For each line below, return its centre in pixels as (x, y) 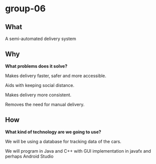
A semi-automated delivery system (41, 39)
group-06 (25, 9)
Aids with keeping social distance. (40, 85)
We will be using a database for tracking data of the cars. (63, 141)
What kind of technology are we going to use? (53, 132)
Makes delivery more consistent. (38, 95)
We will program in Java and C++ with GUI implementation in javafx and (78, 151)
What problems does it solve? (36, 66)
